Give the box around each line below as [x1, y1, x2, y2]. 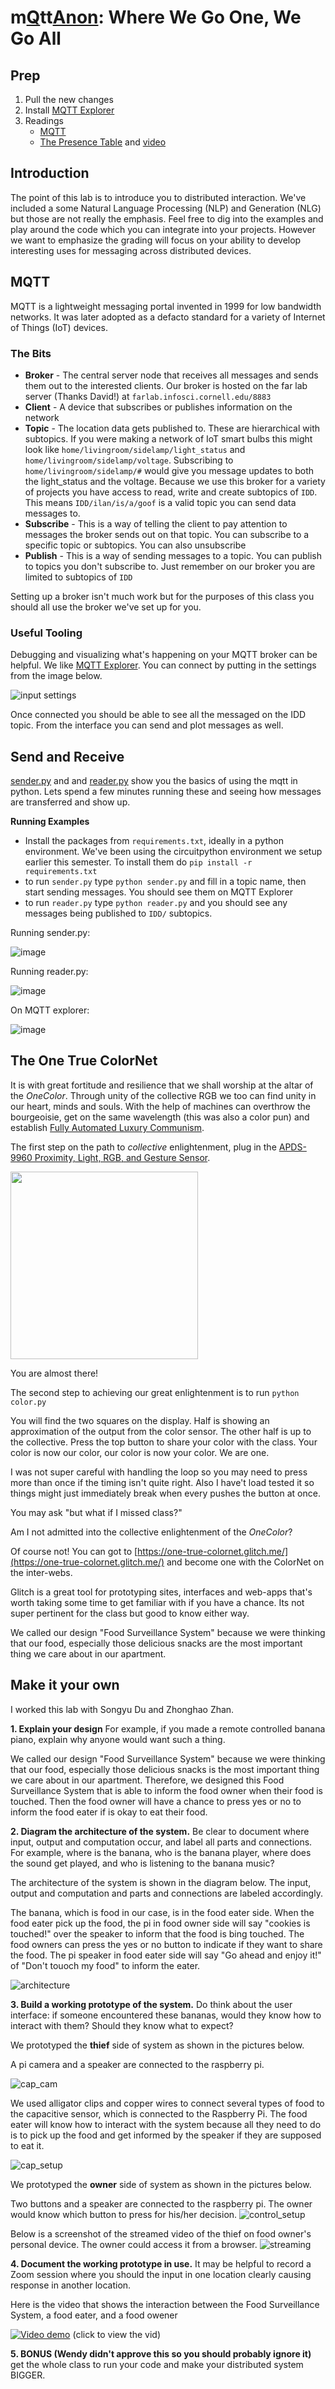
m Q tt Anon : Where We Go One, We [10, 6, 302, 29]
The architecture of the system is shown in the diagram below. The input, [10, 1876, 312, 1888]
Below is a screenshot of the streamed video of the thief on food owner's [10, 2227, 312, 2240]
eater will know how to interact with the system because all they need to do [10, 2118, 322, 2130]
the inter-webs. [10, 1566, 73, 1578]
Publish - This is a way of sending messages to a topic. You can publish [24, 549, 323, 561]
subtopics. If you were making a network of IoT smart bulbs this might [24, 432, 313, 445]
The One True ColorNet [10, 1052, 158, 1070]
